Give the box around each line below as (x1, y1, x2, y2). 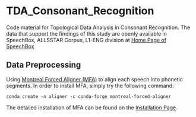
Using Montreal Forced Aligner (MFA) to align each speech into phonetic (6, 75, 183, 83)
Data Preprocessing (6, 60, 81, 70)
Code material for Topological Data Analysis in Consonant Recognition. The (6, 24, 191, 31)
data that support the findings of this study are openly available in (6, 30, 167, 37)
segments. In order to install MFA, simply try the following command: (6, 82, 174, 89)
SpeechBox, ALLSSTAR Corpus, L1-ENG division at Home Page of (6, 36, 167, 43)
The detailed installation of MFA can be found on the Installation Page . (6, 104, 178, 111)
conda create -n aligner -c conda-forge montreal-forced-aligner (6, 93, 171, 99)
